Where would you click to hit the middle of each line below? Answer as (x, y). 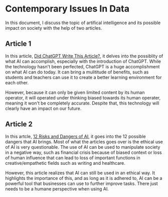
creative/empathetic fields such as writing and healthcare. (65, 163)
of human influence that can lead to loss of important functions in (73, 158)
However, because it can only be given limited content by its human (75, 92)
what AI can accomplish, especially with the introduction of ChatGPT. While (83, 61)
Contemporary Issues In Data (67, 9)
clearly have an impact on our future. (43, 108)
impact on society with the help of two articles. (54, 28)
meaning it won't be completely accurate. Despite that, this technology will (82, 103)
